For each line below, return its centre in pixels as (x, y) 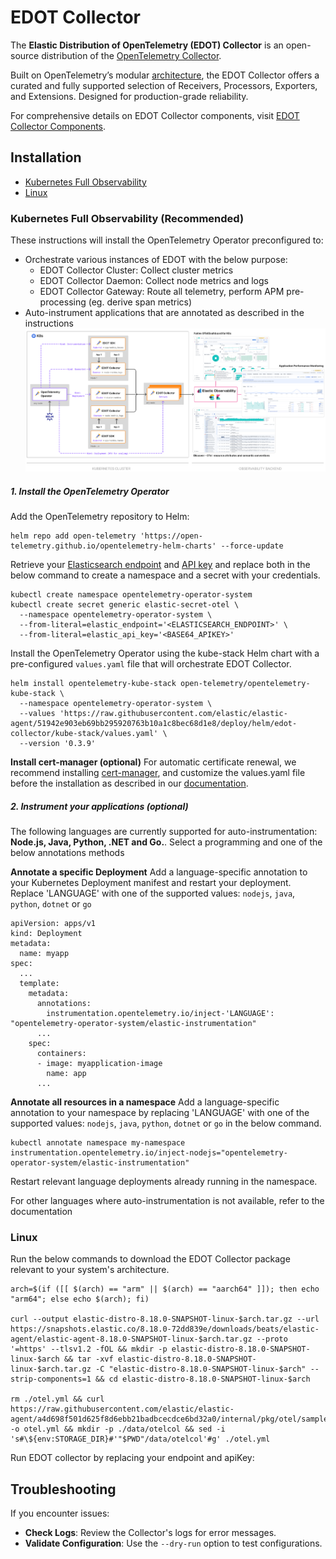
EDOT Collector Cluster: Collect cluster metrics (136, 270)
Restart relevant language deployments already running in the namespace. (164, 1182)
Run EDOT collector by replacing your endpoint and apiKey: (132, 1458)
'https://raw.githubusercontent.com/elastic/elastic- (173, 714)
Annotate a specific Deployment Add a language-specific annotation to (159, 872)
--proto (272, 1339)
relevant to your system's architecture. (90, 1270)
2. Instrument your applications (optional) (99, 806)
